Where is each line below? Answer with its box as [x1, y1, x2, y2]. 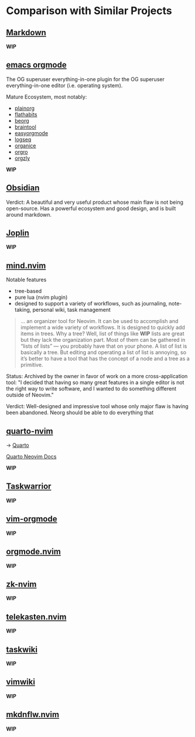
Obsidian [6, 183, 40, 193]
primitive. [20, 361, 43, 368]
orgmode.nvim [6, 547, 61, 557]
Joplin [6, 228, 29, 238]
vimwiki [6, 677, 35, 687]
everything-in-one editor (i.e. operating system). [6, 82, 123, 89]
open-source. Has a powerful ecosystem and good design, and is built [6, 204, 176, 212]
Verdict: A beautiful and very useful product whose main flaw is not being [6, 198, 183, 206]
